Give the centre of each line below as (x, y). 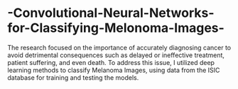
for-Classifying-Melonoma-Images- (116, 28)
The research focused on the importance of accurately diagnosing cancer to (119, 47)
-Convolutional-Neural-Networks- (111, 13)
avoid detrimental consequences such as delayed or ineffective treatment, (116, 55)
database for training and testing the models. (73, 77)
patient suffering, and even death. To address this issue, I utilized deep (111, 62)
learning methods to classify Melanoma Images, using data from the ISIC (114, 70)
